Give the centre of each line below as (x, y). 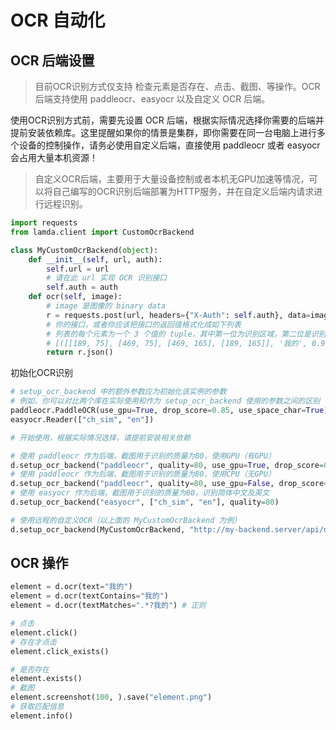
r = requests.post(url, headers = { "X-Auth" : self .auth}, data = (178, 315)
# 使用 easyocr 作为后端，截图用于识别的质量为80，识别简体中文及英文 (140, 493)
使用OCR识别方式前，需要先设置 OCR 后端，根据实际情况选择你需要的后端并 (167, 120)
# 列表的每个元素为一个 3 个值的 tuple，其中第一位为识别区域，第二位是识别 (186, 334)
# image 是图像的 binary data (106, 306)
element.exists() (46, 679)
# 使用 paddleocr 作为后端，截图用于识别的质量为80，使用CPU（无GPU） (143, 474)
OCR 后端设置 (52, 60)
